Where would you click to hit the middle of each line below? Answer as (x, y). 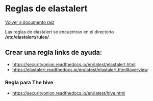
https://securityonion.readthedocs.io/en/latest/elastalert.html (74, 64)
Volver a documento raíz (30, 22)
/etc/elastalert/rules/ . (28, 37)
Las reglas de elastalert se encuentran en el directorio (60, 32)
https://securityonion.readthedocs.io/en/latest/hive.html (69, 93)
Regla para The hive (29, 82)
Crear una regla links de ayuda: (54, 52)
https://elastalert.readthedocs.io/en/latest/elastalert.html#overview (80, 69)
